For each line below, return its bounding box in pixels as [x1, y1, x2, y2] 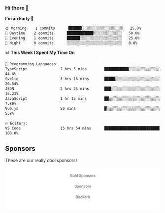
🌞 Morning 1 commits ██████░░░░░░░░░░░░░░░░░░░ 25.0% [5, 26, 141, 31]
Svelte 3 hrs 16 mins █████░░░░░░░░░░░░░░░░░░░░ [5, 77, 160, 82]
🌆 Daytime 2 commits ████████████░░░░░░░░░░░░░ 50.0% [5, 31, 140, 36]
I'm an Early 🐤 [5, 16, 34, 22]
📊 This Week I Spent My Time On [5, 49, 75, 56]
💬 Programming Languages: [5, 62, 58, 67]
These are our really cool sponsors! [5, 158, 77, 164]
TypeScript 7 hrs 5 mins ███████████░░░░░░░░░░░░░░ [5, 67, 160, 72]
